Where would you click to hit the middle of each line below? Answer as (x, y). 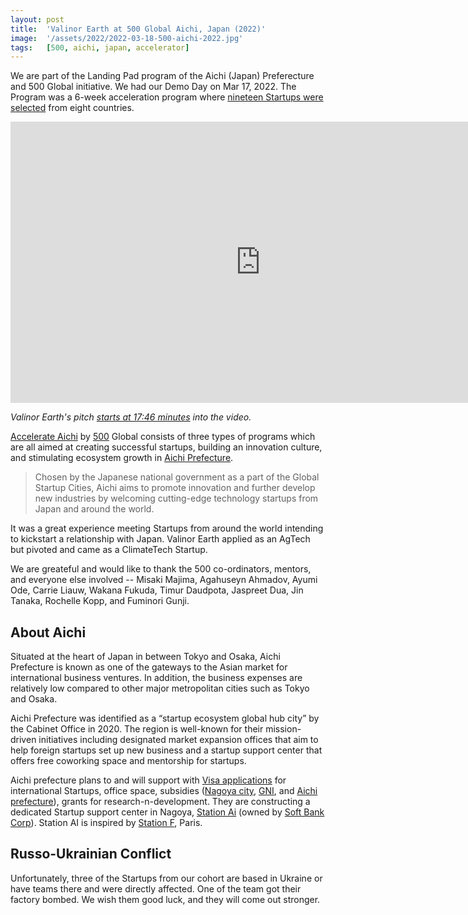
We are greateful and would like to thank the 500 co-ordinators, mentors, (161, 569)
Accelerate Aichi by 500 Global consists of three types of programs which (163, 437)
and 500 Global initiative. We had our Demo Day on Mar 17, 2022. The (153, 87)
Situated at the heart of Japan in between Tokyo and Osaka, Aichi (145, 657)
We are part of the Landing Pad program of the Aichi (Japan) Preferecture (162, 76)
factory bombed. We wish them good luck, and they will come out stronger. (165, 899)
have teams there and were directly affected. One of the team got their (156, 888)
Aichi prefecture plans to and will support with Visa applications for (148, 780)
